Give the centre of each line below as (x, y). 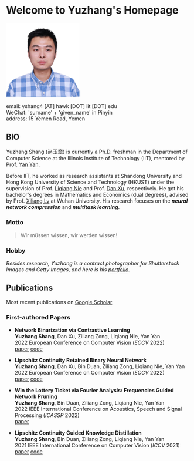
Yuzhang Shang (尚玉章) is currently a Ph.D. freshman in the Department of (97, 152)
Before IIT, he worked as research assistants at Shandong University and (94, 176)
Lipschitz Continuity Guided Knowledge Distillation (78, 433)
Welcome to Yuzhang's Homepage (92, 10)
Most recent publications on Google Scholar (59, 302)
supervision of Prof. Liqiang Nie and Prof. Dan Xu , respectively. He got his (95, 189)
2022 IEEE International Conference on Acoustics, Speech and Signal (98, 409)
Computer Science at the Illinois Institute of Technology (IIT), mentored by (95, 159)
